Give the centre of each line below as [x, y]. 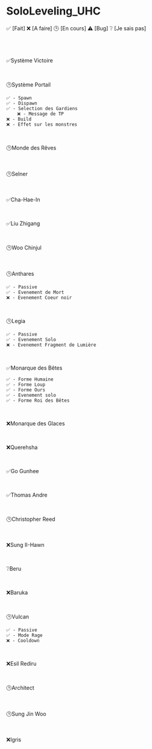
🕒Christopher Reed [31, 519]
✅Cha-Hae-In [23, 199]
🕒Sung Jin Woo [26, 714]
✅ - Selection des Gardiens [42, 108]
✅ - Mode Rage [24, 635]
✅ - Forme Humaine [30, 379]
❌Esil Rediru [21, 663]
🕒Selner [17, 174]
